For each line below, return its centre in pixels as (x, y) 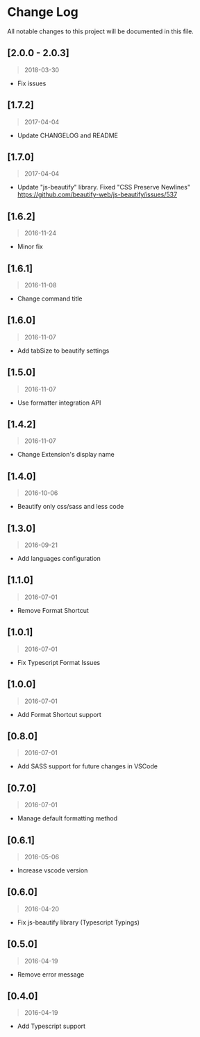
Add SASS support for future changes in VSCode (87, 766)
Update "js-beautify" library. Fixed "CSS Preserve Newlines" (104, 187)
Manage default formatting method (67, 818)
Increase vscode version (52, 870)
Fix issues (32, 83)
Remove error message (51, 974)
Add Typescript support (51, 1026)
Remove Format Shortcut (53, 610)
